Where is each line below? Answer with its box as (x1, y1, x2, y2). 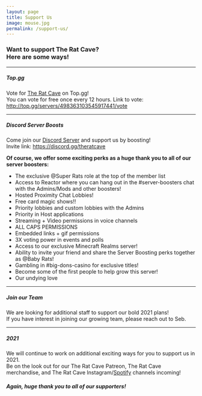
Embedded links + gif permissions (14, 230, 100, 237)
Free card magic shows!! (14, 198, 76, 205)
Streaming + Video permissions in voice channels (14, 217, 138, 224)
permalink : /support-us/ (6, 25, 69, 32)
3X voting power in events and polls (14, 236, 104, 244)
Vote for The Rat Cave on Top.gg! (6, 89, 89, 97)
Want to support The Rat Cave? (6, 46, 99, 54)
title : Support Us (6, 14, 52, 20)
